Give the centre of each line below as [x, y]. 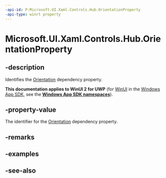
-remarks [20, 137]
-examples [22, 154]
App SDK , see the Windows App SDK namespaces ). [59, 94]
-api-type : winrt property [33, 14]
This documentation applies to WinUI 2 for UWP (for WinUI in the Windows [83, 89]
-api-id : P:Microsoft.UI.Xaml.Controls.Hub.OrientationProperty [73, 10]
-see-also [21, 171]
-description [25, 67]
